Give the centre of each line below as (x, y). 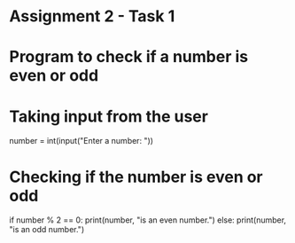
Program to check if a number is (129, 57)
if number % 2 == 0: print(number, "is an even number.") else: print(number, (147, 220)
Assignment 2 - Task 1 (92, 16)
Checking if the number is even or (136, 177)
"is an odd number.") (47, 230)
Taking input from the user (109, 116)
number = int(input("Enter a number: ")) (81, 141)
